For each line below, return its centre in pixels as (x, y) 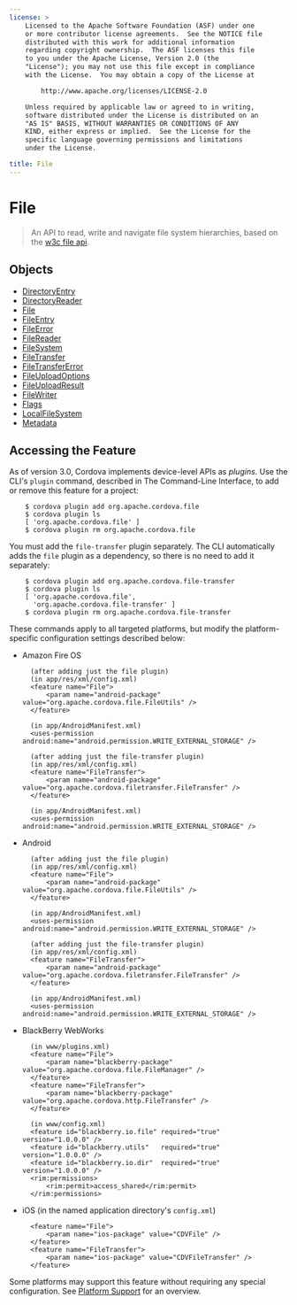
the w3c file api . (60, 242)
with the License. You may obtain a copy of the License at (140, 75)
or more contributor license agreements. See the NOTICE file (144, 34)
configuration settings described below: (113, 638)
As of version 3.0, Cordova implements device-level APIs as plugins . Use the (148, 472)
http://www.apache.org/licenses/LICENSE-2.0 (124, 91)
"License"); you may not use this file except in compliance (140, 67)
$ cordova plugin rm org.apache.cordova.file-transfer (128, 613)
